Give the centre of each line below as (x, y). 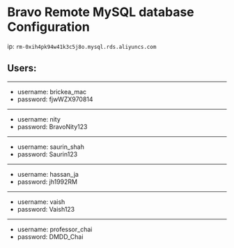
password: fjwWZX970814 (55, 99)
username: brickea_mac (52, 92)
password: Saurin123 (47, 154)
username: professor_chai (55, 229)
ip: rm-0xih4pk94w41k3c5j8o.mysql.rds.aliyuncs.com (82, 46)
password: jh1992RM (47, 182)
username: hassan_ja (48, 174)
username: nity (39, 119)
